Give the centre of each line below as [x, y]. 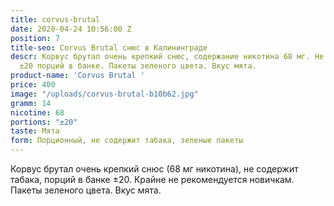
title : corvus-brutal [55, 19]
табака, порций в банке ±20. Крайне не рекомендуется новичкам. [152, 179]
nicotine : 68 [37, 112]
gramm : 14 [31, 103]
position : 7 [35, 38]
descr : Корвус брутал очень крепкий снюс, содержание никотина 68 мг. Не [167, 57]
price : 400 [33, 85]
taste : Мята [35, 131]
